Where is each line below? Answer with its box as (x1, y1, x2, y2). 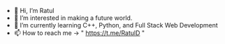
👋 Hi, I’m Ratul (13, 7, 55, 14)
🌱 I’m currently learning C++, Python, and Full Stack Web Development (13, 21, 218, 29)
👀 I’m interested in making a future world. (13, 14, 133, 22)
